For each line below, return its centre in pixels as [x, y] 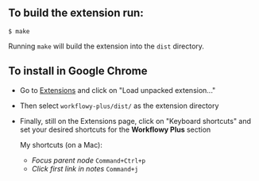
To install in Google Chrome [78, 71]
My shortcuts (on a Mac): [61, 144]
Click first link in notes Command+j [85, 168]
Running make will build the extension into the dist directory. [106, 46]
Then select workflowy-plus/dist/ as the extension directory [119, 106]
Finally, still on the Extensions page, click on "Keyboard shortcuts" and [135, 121]
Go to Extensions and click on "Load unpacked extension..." [118, 90]
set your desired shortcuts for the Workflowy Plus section [115, 129]
